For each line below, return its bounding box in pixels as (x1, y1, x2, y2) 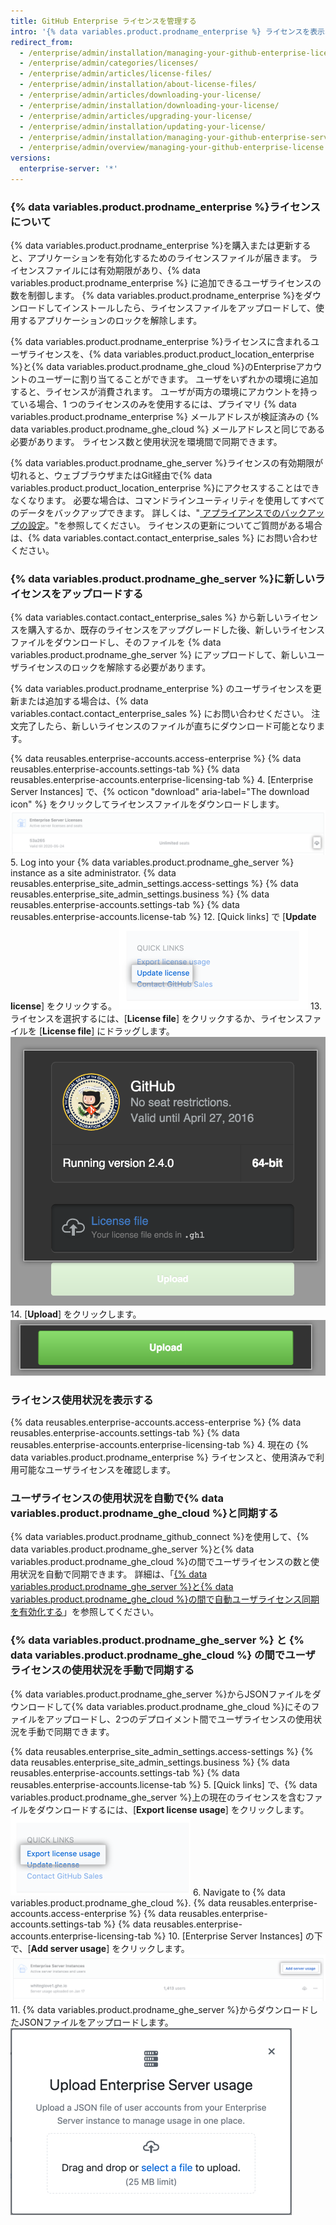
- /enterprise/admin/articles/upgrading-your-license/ (19, 111, 253, 121)
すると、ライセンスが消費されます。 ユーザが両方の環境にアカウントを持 (10, 386, 310, 398)
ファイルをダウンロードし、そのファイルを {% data (10, 636, 222, 649)
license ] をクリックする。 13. (10, 1000, 323, 1012)
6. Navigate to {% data (192, 1886, 286, 1898)
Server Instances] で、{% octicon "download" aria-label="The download (10, 786, 310, 798)
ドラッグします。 (105, 1025, 175, 1037)
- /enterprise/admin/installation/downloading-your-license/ (19, 100, 280, 110)
